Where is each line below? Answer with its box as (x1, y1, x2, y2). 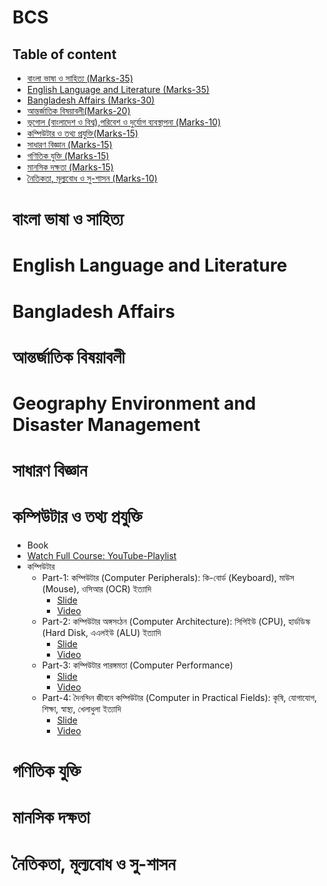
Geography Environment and (12, 392, 257, 415)
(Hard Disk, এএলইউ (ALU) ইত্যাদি (41, 627, 162, 639)
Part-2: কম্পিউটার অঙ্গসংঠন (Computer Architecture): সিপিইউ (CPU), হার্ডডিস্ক (41, 616, 311, 628)
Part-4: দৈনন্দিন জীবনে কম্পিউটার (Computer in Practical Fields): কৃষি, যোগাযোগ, (41, 692, 317, 704)
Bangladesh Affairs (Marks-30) (26, 94, 155, 106)
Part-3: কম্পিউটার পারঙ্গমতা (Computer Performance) (41, 659, 234, 671)
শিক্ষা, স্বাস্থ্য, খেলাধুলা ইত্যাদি (41, 703, 122, 715)
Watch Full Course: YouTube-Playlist (26, 550, 177, 562)
